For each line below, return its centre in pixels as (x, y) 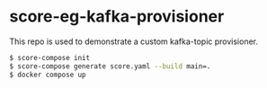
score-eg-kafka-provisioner (117, 17)
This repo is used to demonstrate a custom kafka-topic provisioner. (134, 41)
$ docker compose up (48, 75)
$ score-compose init (50, 57)
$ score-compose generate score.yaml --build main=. (110, 66)
